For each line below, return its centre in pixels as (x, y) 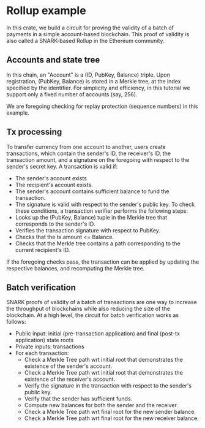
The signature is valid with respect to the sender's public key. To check (105, 204)
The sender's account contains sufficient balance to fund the (92, 191)
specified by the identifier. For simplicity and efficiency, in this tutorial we (99, 88)
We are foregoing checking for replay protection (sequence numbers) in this (102, 106)
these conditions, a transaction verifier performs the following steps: (102, 211)
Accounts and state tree (53, 60)
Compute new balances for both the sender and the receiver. (101, 405)
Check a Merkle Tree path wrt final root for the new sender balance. (110, 412)
